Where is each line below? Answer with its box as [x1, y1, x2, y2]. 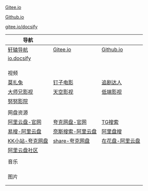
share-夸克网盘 [52, 138, 90, 144]
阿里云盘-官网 [8, 119, 42, 125]
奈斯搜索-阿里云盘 [52, 128, 97, 135]
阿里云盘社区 [8, 147, 39, 154]
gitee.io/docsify [5, 24, 38, 30]
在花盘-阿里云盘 [101, 138, 140, 144]
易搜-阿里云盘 [8, 128, 42, 135]
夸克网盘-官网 [52, 119, 87, 125]
